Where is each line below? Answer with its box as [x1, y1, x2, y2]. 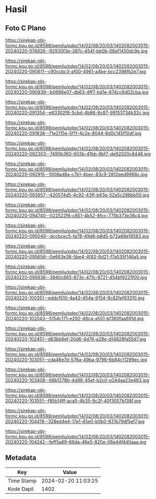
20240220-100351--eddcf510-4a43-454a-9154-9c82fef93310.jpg [5, 295, 145, 301]
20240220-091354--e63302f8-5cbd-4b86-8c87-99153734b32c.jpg [5, 110, 149, 116]
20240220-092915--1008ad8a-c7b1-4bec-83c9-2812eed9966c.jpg [5, 171, 148, 177]
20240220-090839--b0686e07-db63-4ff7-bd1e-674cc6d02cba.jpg [5, 89, 148, 95]
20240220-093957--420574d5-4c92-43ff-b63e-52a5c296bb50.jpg [5, 192, 149, 198]
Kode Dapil [8, 485, 34, 492]
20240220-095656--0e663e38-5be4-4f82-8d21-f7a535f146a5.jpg [5, 254, 147, 259]
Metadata [5, 453, 36, 462]
